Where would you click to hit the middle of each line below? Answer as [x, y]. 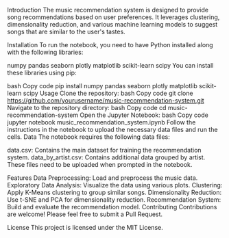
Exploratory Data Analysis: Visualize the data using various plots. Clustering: [115, 185]
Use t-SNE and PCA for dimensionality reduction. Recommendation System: [114, 200]
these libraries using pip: [42, 72]
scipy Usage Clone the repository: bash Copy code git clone [108, 93]
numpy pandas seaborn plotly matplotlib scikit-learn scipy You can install [110, 65]
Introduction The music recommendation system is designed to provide [108, 10]
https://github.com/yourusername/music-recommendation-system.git [106, 101]
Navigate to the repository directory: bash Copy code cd [87, 108]
